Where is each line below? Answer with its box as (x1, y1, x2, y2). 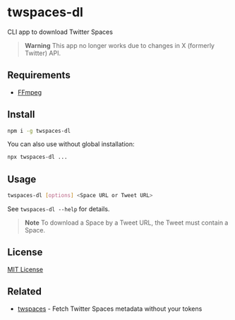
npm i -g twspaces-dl (7, 127, 71, 134)
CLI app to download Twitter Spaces (7, 28, 113, 36)
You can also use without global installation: (7, 140, 135, 148)
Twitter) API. (24, 49, 61, 57)
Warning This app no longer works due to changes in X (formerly (24, 41, 215, 49)
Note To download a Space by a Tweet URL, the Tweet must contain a (24, 218, 229, 227)
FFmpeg (17, 88, 42, 96)
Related (7, 285, 42, 297)
